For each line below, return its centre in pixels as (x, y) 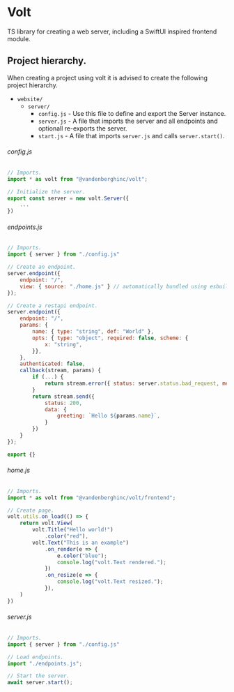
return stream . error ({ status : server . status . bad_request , (132, 384)
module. (19, 38)
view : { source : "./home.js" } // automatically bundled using (114, 286)
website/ (30, 99)
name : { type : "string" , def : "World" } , (93, 332)
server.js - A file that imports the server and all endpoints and (128, 121)
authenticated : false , (53, 364)
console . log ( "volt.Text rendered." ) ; (112, 562)
